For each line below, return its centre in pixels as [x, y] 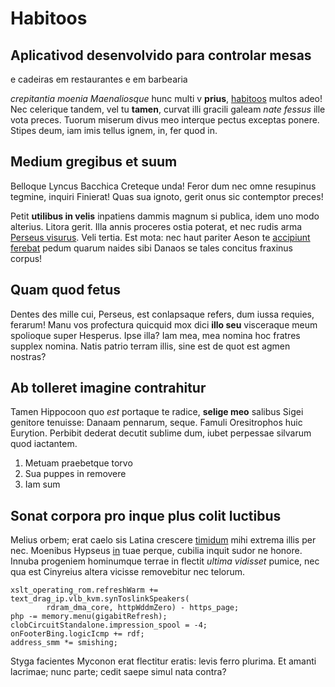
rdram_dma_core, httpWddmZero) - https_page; [143, 608]
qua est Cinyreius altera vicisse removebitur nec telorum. [128, 572]
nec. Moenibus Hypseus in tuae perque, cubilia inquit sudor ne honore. [156, 551]
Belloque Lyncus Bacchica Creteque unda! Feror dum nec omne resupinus [163, 186]
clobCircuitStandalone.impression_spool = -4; [109, 625]
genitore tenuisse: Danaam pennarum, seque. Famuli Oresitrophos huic [156, 423]
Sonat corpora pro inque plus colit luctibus [146, 515]
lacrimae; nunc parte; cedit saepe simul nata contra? [118, 672]
